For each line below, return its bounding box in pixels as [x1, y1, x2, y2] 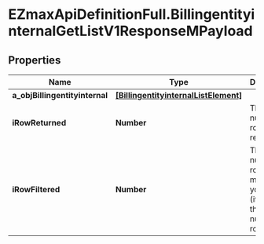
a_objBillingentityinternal [12, 90, 108, 100]
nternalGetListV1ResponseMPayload [8, 22, 253, 40]
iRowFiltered [12, 184, 60, 195]
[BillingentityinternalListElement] [115, 90, 242, 100]
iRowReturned [12, 118, 67, 128]
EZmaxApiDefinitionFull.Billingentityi [8, 5, 255, 24]
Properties [8, 53, 61, 67]
